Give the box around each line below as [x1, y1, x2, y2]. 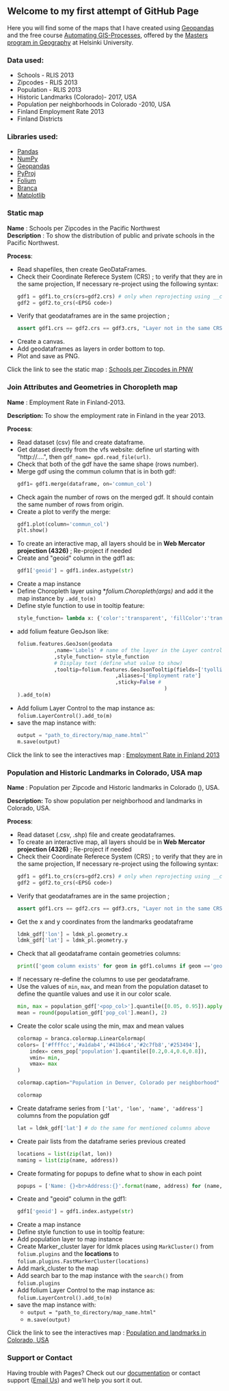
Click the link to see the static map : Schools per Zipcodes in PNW [7, 365, 193, 373]
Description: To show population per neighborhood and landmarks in [7, 796, 203, 805]
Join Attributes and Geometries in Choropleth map [7, 382, 178, 392]
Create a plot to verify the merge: [16, 507, 111, 515]
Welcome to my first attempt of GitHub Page [7, 5, 200, 17]
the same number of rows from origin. [16, 500, 124, 509]
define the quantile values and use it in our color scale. [16, 990, 172, 998]
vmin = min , [29, 1054, 61, 1061]
